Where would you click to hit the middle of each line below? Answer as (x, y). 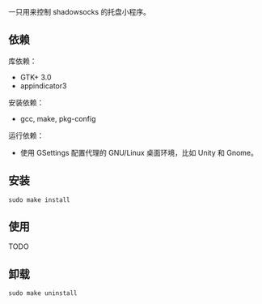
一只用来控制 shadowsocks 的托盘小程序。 (80, 12)
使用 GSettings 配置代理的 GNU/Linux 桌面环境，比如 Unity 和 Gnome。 (139, 152)
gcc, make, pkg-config (58, 118)
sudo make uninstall (43, 293)
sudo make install (39, 200)
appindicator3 (43, 86)
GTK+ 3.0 (36, 77)
